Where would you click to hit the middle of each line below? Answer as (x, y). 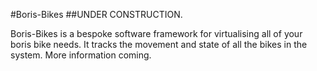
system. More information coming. (81, 55)
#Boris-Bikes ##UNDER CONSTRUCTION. (96, 14)
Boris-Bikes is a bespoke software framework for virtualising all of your (156, 33)
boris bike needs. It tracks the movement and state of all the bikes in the (159, 44)
